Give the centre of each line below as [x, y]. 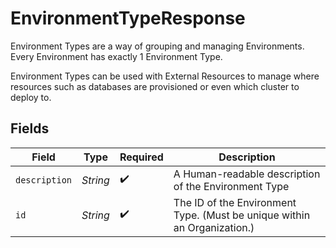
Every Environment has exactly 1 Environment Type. [116, 56]
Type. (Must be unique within [242, 215]
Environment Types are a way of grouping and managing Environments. [157, 46]
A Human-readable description [247, 174]
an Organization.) [214, 227]
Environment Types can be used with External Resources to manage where [165, 76]
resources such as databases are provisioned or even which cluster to [155, 86]
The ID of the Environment [235, 202]
